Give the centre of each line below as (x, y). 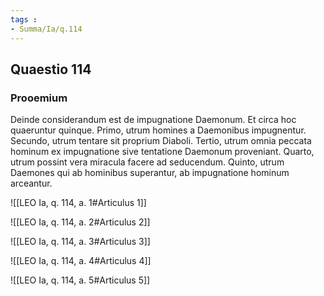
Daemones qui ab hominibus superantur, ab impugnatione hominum (150, 173)
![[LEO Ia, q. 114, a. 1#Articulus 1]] (78, 203)
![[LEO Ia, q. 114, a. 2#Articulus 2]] (80, 222)
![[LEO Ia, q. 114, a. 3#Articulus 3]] (80, 242)
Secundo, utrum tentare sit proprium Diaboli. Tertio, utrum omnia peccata (161, 141)
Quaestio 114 (51, 69)
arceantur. (31, 183)
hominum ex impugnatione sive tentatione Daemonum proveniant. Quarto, (162, 152)
